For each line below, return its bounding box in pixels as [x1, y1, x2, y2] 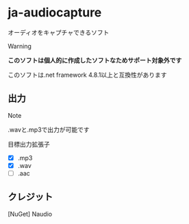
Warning [8, 42, 32, 50]
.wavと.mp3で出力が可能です [8, 125, 90, 134]
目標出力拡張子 [8, 140, 50, 148]
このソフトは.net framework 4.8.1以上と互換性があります [8, 71, 167, 79]
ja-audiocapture [8, 5, 102, 21]
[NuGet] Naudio [8, 210, 53, 218]
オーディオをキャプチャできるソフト [8, 28, 110, 36]
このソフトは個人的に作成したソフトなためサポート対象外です [8, 56, 182, 64]
